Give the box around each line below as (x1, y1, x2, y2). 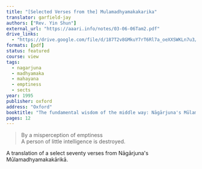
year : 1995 (6, 93, 34, 99)
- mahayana (11, 76, 39, 82)
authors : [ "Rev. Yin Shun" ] (6, 20, 77, 26)
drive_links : (6, 31, 39, 37)
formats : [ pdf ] (6, 43, 44, 49)
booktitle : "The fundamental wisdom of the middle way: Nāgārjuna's (6, 109, 182, 115)
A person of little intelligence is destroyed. (20, 138, 126, 145)
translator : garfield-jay (6, 14, 71, 20)
